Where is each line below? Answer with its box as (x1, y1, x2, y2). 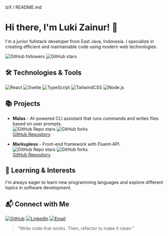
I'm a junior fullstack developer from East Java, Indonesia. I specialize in (5, 38, 154, 44)
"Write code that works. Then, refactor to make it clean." (17, 225, 134, 231)
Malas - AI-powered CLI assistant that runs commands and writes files (12, 115, 159, 121)
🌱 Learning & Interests (5, 166, 76, 174)
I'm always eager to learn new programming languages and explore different (5, 179, 163, 185)
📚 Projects (5, 100, 41, 108)
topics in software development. (5, 185, 72, 191)
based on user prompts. (12, 120, 62, 127)
